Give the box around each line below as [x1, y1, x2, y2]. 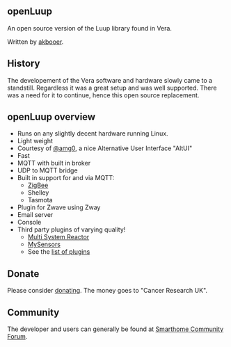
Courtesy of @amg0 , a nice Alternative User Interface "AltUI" [17, 144, 193, 152]
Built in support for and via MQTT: [17, 174, 115, 182]
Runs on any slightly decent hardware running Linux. [17, 129, 168, 138]
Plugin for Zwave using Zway [17, 203, 101, 211]
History [7, 58, 40, 70]
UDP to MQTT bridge [17, 166, 78, 175]
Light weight [17, 137, 54, 145]
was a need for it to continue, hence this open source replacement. [7, 90, 200, 99]
